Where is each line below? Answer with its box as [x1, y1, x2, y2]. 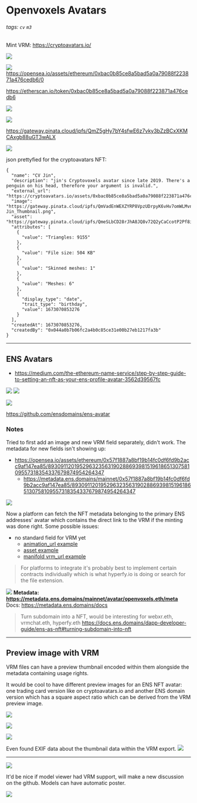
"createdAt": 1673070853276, [11, 322, 83, 328]
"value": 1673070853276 [21, 307, 80, 313]
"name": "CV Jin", [11, 173, 57, 179]
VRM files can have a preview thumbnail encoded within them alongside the [6, 663, 189, 670]
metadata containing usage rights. [6, 670, 89, 677]
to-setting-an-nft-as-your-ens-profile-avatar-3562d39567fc [14, 376, 161, 383]
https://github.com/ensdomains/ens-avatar [6, 411, 110, 418]
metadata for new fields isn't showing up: [6, 445, 106, 452]
